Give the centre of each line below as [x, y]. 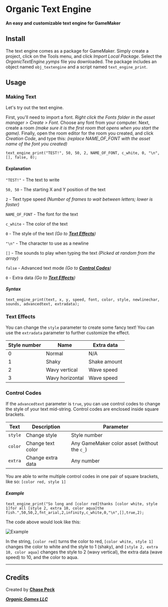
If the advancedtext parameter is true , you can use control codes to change [83, 404]
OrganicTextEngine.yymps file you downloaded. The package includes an [81, 62]
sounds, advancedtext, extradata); [43, 304]
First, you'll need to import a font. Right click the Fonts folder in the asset [80, 117]
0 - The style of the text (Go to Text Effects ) [51, 233]
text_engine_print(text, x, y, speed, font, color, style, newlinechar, [83, 299]
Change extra [42, 458]
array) [12, 258]
